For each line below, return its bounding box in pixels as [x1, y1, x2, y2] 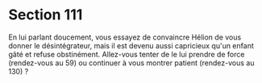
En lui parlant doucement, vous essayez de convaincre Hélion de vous [8, 32, 242, 42]
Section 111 [8, 6, 83, 24]
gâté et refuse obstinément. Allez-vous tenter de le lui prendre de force [8, 49, 245, 59]
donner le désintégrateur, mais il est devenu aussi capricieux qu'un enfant [8, 40, 254, 50]
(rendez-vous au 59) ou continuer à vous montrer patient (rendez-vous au [8, 58, 255, 68]
